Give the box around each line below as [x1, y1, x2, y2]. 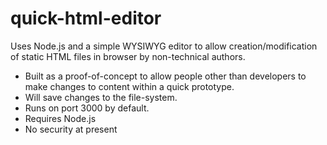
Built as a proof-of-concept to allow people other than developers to [24, 70, 307, 82]
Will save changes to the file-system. [24, 91, 178, 103]
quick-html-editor [10, 7, 162, 30]
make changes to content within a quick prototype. [24, 80, 235, 92]
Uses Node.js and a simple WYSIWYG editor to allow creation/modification [10, 40, 318, 52]
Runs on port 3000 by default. [24, 102, 150, 114]
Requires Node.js [24, 112, 97, 124]
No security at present [24, 123, 118, 135]
